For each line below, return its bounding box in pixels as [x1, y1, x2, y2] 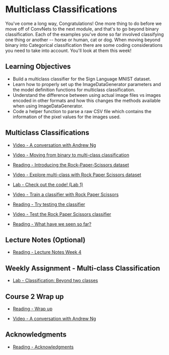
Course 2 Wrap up [5, 292, 64, 301]
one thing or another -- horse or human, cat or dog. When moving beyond [5, 37, 160, 43]
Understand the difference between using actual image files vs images [12, 92, 161, 98]
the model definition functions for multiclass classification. [12, 87, 135, 93]
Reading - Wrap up [12, 306, 52, 312]
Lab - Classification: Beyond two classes [12, 278, 98, 284]
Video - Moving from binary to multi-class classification [12, 152, 130, 158]
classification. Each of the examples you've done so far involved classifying [5, 31, 164, 37]
